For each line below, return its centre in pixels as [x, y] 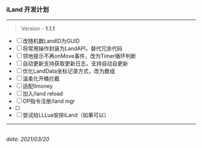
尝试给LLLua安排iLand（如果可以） [66, 115]
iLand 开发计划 [28, 9]
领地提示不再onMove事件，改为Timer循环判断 [79, 56]
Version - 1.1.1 [38, 29]
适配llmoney [38, 86]
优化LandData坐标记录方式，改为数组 [69, 71]
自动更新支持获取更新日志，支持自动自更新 [75, 64]
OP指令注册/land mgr [49, 101]
